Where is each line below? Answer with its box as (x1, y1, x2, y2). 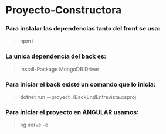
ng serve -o (19, 121, 49, 129)
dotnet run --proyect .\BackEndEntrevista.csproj (19, 94, 137, 101)
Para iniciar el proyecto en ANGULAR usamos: (5, 108, 139, 116)
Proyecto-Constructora (5, 4, 122, 17)
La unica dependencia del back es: (5, 52, 107, 60)
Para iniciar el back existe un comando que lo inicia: (5, 80, 156, 88)
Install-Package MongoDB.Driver (19, 66, 100, 73)
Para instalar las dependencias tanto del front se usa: (5, 25, 161, 33)
